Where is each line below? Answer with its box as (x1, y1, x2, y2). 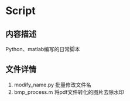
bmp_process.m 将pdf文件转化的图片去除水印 (13, 88, 124, 95)
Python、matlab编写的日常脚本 (5, 46, 80, 52)
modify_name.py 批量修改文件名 (13, 81, 91, 88)
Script (5, 4, 36, 18)
